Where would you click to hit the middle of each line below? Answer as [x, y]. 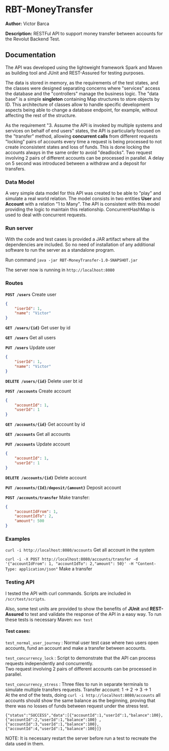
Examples [18, 539]
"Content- [146, 564]
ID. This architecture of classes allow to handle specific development [78, 104]
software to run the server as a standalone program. [60, 250]
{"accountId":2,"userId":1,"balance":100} [51, 720]
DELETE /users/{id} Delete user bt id [44, 381]
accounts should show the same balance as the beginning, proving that [80, 700]
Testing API [20, 582]
